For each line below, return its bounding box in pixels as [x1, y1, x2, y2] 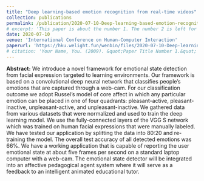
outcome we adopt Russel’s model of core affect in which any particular [6, 90, 186, 97]
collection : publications [6, 15, 72, 21]
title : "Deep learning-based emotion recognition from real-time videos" [6, 8, 197, 15]
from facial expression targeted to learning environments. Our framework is [6, 71, 195, 79]
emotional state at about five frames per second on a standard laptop [6, 148, 180, 156]
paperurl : [6, 43, 32, 49]
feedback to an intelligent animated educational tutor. [6, 168, 140, 175]
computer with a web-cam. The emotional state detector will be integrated [6, 155, 192, 162]
